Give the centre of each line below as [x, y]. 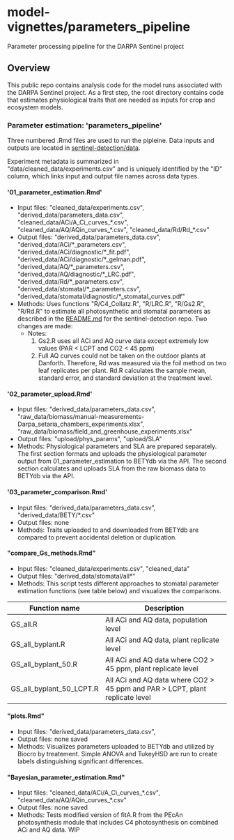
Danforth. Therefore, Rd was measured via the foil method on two [132, 363]
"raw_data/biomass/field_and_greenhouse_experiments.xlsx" [105, 432]
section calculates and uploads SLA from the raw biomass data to [111, 468]
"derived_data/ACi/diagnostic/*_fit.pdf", [74, 252]
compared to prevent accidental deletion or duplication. [97, 537]
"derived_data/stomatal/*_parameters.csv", [79, 289]
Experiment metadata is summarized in [63, 162]
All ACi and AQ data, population [156, 620]
